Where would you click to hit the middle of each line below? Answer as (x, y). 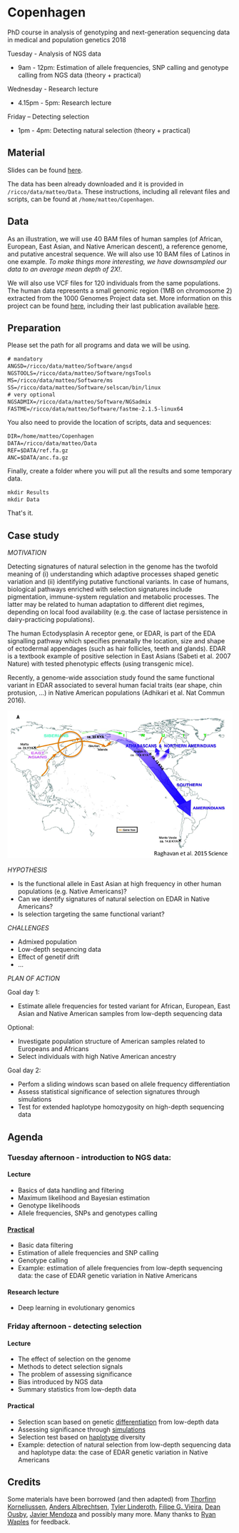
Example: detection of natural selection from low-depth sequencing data (124, 1444)
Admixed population (47, 942)
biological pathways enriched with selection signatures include (100, 589)
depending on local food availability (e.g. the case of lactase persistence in (118, 612)
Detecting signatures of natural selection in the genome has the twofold (113, 567)
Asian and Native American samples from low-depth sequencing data (120, 1014)
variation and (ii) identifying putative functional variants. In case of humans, (118, 582)
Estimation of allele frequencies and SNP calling (88, 1253)
